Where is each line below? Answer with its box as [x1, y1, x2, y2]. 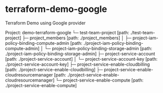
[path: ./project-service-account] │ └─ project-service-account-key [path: [5, 56, 158, 62]
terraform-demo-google [5, 3, 107, 15]
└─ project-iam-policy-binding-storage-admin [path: [44, 45, 153, 51]
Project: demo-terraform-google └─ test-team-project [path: [5, 29, 129, 35]
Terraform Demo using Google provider [5, 20, 86, 26]
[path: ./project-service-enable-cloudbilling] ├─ [5, 66, 103, 73]
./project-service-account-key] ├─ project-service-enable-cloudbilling [5, 61, 150, 67]
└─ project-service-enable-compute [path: [55, 77, 144, 83]
